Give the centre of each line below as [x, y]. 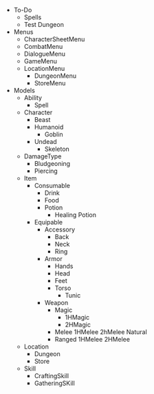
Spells [33, 17]
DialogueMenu [45, 54]
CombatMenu [43, 46]
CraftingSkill [52, 376]
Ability [33, 98]
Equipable [48, 222]
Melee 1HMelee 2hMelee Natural [101, 332]
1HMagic [77, 317]
